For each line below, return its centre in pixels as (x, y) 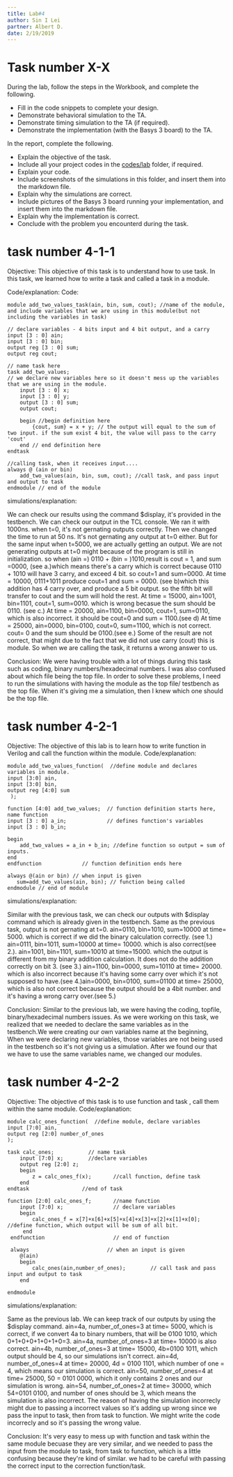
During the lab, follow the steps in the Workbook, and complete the (103, 87)
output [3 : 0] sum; (49, 403)
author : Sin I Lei (34, 20)
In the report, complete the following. (60, 144)
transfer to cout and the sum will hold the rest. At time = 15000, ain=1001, (112, 596)
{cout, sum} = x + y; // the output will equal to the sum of (124, 427)
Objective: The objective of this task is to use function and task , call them (113, 1101)
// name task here (34, 366)
